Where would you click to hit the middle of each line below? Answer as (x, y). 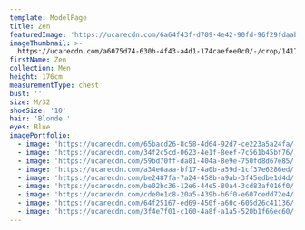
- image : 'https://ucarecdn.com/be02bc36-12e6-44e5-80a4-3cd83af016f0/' (158, 187)
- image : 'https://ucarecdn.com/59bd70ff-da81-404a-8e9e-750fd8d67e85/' (158, 161)
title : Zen (30, 26)
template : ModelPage (49, 18)
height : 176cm (36, 77)
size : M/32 (30, 102)
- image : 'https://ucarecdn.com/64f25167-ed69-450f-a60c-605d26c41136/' (158, 203)
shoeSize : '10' (38, 110)
